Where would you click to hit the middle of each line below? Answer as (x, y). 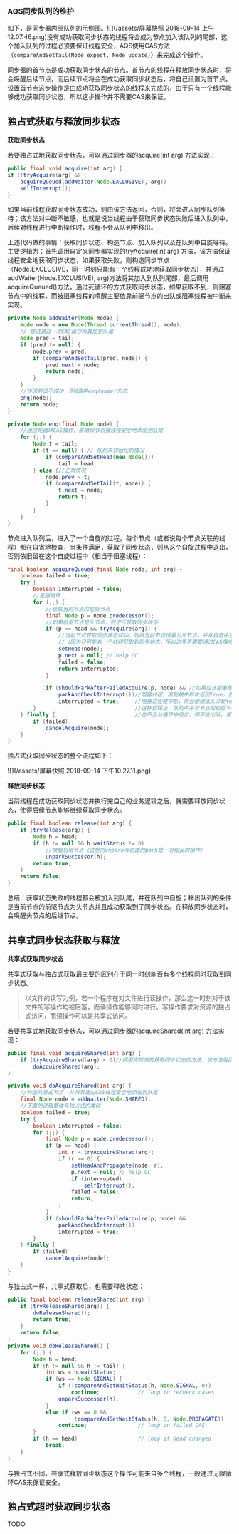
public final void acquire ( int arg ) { (65, 169)
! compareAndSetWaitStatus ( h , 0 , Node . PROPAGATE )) (149, 1419)
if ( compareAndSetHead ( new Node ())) (100, 457)
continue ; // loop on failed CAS (131, 1426)
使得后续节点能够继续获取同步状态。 (73, 810)
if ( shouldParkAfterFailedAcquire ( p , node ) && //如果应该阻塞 (136, 688)
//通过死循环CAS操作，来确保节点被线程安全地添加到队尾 (92, 431)
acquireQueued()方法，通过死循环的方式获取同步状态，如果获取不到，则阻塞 (119, 287)
